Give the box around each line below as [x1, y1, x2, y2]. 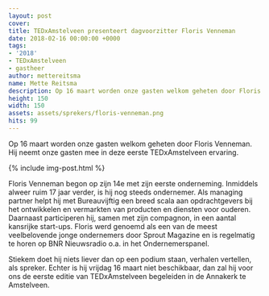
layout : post [8, 11, 52, 20]
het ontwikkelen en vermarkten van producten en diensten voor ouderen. [8, 204, 251, 214]
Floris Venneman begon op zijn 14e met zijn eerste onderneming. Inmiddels [8, 178, 259, 188]
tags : [8, 42, 27, 50]
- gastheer [8, 65, 45, 73]
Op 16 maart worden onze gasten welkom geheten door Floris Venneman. [8, 139, 252, 148]
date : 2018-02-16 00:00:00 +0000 [8, 34, 121, 43]
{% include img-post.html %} [8, 163, 106, 173]
